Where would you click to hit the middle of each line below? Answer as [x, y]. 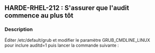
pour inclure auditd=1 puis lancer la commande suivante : [62, 45]
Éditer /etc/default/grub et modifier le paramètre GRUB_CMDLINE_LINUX [77, 40]
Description [19, 30]
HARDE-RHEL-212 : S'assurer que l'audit [67, 8]
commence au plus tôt [39, 16]
